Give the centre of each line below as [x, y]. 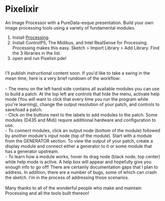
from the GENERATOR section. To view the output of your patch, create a [79, 141]
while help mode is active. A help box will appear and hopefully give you [78, 162]
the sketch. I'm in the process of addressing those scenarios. [67, 177]
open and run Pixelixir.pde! [39, 58]
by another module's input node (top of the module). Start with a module [79, 136]
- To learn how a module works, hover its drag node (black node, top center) [83, 156]
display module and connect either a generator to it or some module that [79, 146]
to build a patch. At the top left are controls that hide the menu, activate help [82, 94]
